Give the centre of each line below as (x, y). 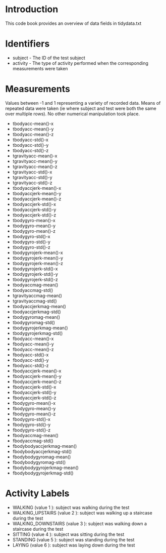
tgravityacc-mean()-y (35, 161)
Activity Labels (37, 493)
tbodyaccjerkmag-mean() (39, 306)
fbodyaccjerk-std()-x (34, 387)
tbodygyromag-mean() (36, 317)
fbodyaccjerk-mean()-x (37, 371)
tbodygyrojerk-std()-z (35, 279)
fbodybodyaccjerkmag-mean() (45, 446)
